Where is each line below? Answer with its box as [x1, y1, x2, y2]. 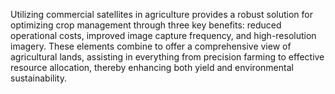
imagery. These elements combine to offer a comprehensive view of [10, 40, 292, 52]
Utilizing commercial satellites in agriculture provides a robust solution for [10, 9, 313, 20]
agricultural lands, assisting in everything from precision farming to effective [10, 51, 325, 63]
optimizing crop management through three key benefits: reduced [10, 19, 282, 31]
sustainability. [10, 72, 67, 84]
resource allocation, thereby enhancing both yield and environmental [10, 62, 294, 73]
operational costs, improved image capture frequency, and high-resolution [10, 30, 317, 41]
